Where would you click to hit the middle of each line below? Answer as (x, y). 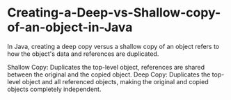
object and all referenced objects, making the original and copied (115, 81)
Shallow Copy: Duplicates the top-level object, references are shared (106, 67)
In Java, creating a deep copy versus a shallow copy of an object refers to (113, 46)
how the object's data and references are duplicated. (83, 54)
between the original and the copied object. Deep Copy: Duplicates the (109, 74)
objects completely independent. (54, 89)
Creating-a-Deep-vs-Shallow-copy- (114, 13)
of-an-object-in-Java (70, 27)
